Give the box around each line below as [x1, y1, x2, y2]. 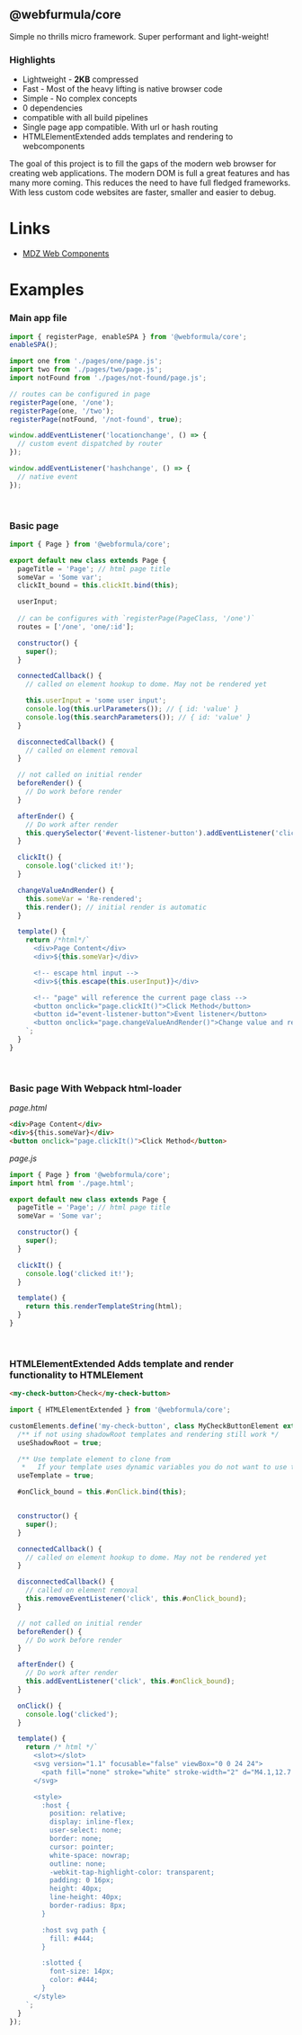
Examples [9, 280, 84, 300]
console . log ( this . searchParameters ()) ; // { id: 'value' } [25, 712, 252, 722]
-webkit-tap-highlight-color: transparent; [49, 1868, 216, 1877]
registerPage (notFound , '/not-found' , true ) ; [9, 415, 182, 424]
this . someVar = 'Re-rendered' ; [25, 894, 143, 903]
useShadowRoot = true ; [17, 1438, 102, 1447]
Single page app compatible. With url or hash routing [22, 121, 218, 133]
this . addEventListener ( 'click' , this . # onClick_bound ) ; [25, 1677, 235, 1686]
